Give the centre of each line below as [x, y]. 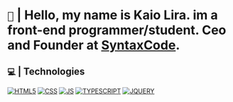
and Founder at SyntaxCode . [94, 45]
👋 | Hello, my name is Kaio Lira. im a [113, 15]
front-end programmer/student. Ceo [117, 30]
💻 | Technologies [46, 71]
